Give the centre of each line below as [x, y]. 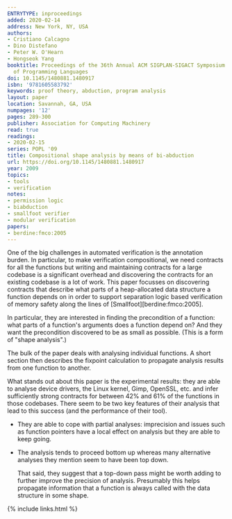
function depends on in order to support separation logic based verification [115, 297]
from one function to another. [49, 368]
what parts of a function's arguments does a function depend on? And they [115, 325]
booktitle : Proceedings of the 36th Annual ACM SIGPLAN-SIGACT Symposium [116, 65]
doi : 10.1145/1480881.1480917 [51, 78]
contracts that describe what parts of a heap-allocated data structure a [109, 289]
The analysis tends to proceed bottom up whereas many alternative [114, 452]
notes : [17, 194]
